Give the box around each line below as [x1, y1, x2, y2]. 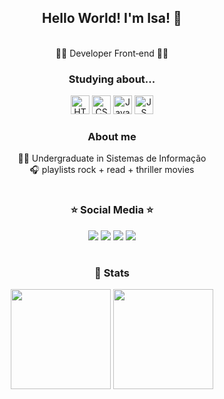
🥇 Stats [94, 266, 130, 280]
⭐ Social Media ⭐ [70, 203, 154, 217]
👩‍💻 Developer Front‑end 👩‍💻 [55, 47, 169, 59]
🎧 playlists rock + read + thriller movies [29, 164, 195, 176]
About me [87, 130, 137, 144]
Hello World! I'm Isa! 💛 [42, 10, 182, 27]
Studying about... [68, 72, 156, 86]
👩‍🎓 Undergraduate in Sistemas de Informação [17, 152, 207, 165]
